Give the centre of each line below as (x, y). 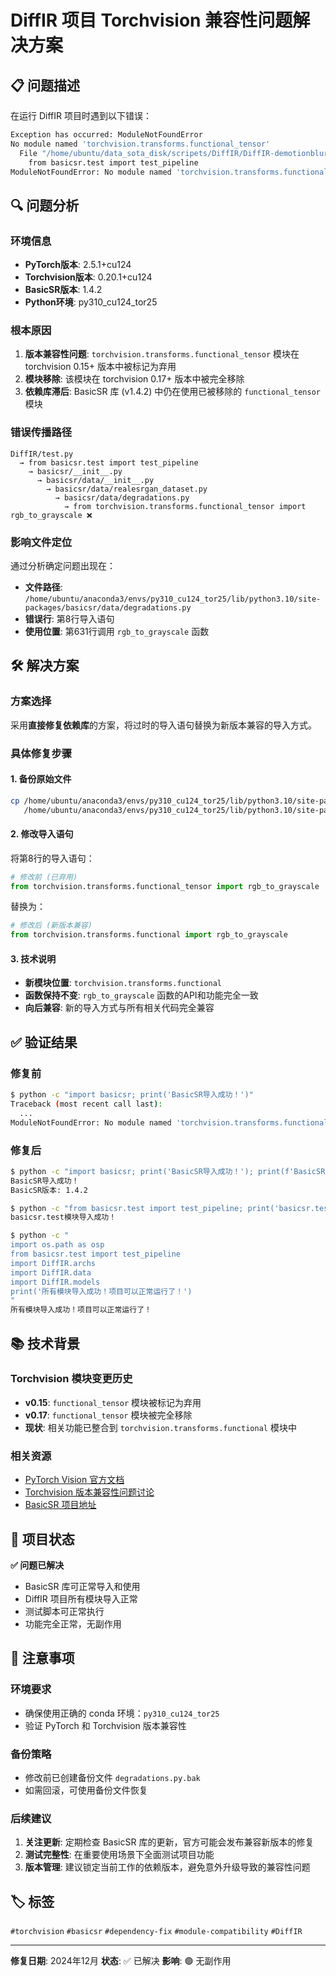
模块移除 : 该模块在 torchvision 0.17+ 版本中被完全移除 (134, 379)
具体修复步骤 (41, 753)
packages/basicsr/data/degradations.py (108, 607)
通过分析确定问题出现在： (63, 565)
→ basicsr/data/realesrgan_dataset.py (127, 489)
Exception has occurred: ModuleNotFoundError (106, 135)
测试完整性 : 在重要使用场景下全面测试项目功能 (119, 1855)
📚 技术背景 (45, 1343)
